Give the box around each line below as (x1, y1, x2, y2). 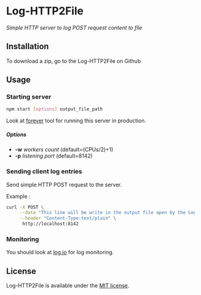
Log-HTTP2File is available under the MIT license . (6, 282, 130, 289)
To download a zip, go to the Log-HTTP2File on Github (6, 57, 141, 64)
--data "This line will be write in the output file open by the (19, 210, 186, 216)
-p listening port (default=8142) (14, 152, 93, 159)
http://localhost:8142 (22, 221, 79, 227)
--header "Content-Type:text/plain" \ (19, 215, 117, 221)
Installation (6, 41, 49, 52)
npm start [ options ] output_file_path (6, 106, 103, 112)
